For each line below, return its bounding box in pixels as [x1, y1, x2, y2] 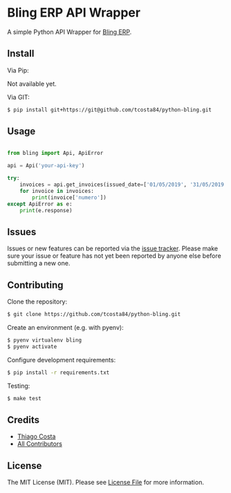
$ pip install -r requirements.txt [7, 369, 110, 376]
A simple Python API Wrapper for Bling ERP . [7, 28, 132, 36]
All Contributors [17, 440, 62, 448]
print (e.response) [19, 207, 73, 214]
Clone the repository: [7, 297, 68, 306]
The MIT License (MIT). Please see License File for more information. [7, 478, 204, 487]
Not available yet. [7, 80, 57, 88]
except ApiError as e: [7, 201, 73, 207]
